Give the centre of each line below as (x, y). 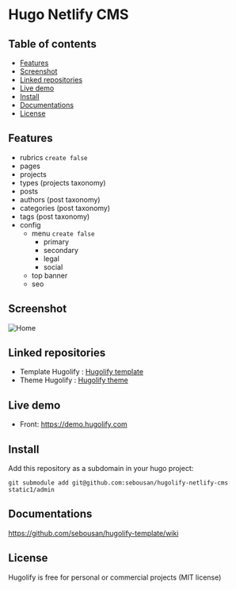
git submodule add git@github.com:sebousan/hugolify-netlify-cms (118, 483)
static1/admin (32, 490)
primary (56, 241)
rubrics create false (53, 157)
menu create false (63, 233)
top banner (49, 275)
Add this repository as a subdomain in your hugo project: (101, 469)
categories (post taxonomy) (65, 208)
